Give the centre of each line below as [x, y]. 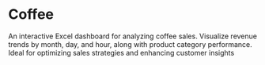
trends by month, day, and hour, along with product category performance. [131, 44]
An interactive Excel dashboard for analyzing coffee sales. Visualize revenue [132, 36]
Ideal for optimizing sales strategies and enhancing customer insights [121, 52]
